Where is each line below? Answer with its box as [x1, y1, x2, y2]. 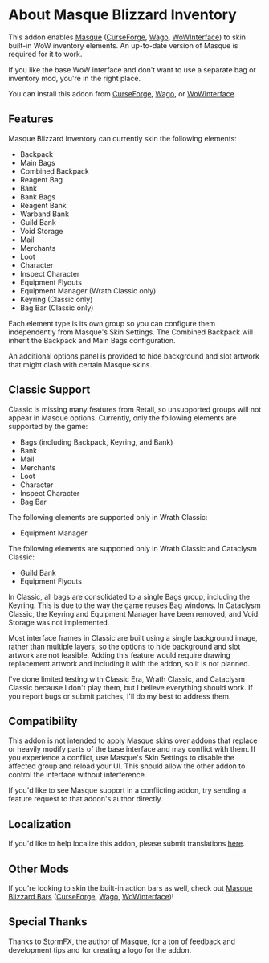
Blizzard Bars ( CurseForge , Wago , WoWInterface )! [8, 892, 174, 901]
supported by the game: [8, 421, 88, 431]
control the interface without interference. [8, 770, 147, 780]
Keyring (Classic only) [19, 294, 93, 304]
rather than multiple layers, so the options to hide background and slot [8, 641, 241, 651]
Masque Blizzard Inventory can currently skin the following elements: [8, 133, 237, 143]
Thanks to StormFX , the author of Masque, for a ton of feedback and [8, 936, 235, 946]
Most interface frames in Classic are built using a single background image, [8, 633, 259, 642]
